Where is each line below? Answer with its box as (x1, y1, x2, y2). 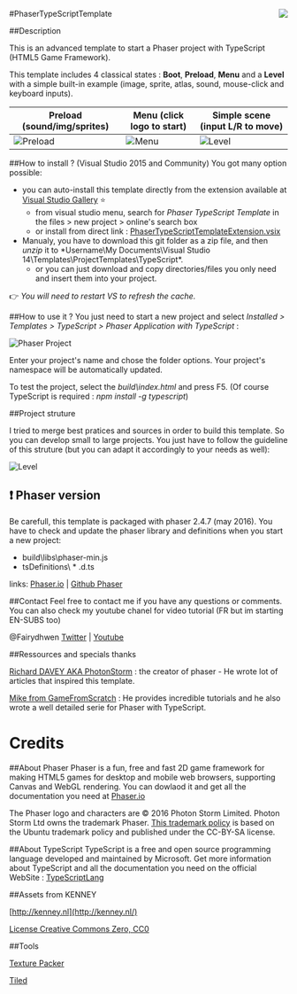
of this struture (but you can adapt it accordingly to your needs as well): (9, 444, 270, 454)
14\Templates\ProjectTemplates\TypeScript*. (21, 254, 184, 265)
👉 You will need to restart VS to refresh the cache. (9, 291, 196, 301)
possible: (9, 167, 42, 177)
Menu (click (133, 109, 184, 121)
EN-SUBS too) (9, 614, 62, 625)
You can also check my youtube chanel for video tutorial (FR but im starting (9, 605, 284, 616)
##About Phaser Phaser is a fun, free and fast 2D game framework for (9, 762, 265, 773)
